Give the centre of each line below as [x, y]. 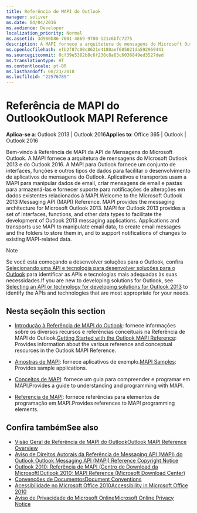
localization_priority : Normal [44, 33]
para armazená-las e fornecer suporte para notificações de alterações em [96, 189]
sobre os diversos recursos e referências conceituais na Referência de [100, 331]
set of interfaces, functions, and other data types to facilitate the [84, 214]
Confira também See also [52, 428]
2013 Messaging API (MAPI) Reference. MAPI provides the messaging [90, 202]
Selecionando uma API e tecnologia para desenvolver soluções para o [91, 268]
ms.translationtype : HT [35, 60]
